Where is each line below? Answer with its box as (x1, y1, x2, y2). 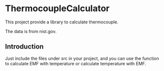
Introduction (5, 42, 44, 51)
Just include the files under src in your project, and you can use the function (5, 55, 159, 61)
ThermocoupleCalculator (5, 3, 110, 14)
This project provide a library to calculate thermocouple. (5, 19, 118, 25)
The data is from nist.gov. (5, 28, 57, 34)
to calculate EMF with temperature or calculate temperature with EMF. (5, 60, 146, 66)
